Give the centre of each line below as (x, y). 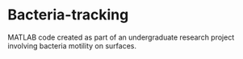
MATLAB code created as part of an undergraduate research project (121, 37)
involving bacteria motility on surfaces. (72, 45)
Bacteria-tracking (68, 15)
